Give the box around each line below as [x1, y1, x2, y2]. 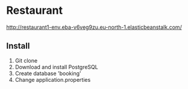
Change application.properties [14, 76, 91, 83]
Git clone [14, 57, 38, 64]
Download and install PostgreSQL [14, 63, 98, 70]
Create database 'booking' [14, 70, 81, 77]
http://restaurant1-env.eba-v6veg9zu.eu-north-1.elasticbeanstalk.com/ [6, 23, 182, 31]
